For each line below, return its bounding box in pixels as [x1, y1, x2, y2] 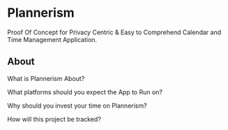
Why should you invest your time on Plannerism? [7, 101, 148, 110]
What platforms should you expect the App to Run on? [7, 87, 162, 96]
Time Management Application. [7, 35, 98, 43]
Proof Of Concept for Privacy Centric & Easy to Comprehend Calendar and [7, 28, 222, 36]
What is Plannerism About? [7, 74, 85, 82]
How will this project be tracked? [7, 115, 101, 123]
